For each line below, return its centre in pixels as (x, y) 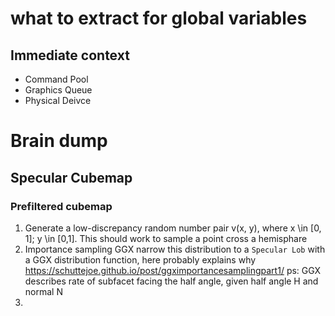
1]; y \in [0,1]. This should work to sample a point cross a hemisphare (166, 238)
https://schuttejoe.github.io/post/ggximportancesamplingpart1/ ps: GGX (173, 270)
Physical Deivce (58, 100)
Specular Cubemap (71, 177)
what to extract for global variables (159, 18)
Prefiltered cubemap (61, 206)
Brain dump (59, 141)
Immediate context (70, 55)
